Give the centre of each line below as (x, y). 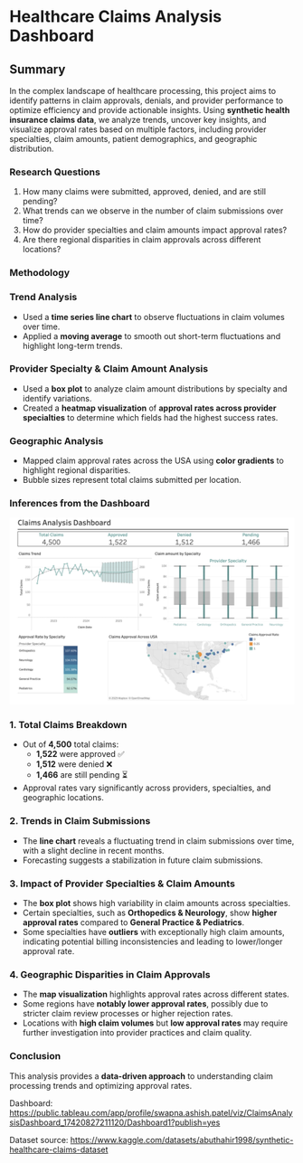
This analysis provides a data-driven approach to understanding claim (142, 1076)
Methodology (40, 273)
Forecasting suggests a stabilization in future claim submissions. (143, 860)
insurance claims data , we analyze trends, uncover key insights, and (138, 120)
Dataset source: (39, 1139)
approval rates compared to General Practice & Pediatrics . (133, 922)
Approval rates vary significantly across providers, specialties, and (147, 788)
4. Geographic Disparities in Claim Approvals (110, 974)
